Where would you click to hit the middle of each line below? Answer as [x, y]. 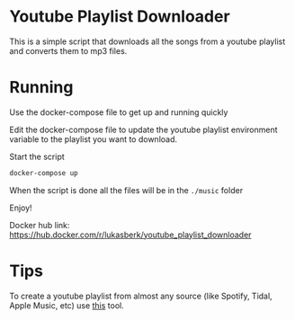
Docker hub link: [40, 225]
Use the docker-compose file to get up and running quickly [119, 112]
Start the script [37, 156]
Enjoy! [21, 208]
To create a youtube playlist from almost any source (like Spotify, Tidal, [141, 296]
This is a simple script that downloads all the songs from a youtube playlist [147, 41]
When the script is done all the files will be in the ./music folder [126, 190]
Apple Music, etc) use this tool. [67, 305]
